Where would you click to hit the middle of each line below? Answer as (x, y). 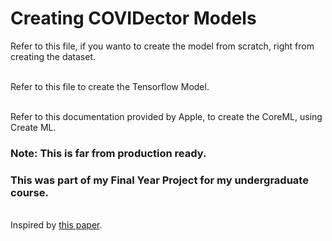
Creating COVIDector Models (133, 18)
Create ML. (33, 127)
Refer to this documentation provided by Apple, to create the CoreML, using (166, 116)
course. (29, 192)
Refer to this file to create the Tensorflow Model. (110, 86)
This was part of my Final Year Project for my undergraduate (159, 180)
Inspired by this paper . (56, 225)
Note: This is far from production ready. (108, 153)
